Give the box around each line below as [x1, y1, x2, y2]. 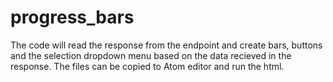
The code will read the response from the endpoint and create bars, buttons [10, 39, 323, 51]
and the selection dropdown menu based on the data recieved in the [10, 49, 292, 61]
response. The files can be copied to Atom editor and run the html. [10, 60, 285, 72]
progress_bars [10, 6, 135, 29]
